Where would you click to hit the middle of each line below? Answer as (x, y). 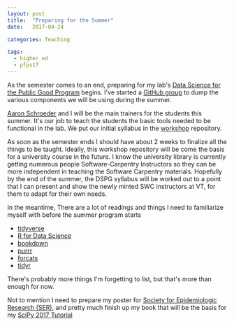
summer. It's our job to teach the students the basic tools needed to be (109, 120)
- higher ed (31, 59)
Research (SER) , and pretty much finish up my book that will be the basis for (117, 307)
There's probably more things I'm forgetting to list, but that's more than (109, 279)
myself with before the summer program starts (74, 215)
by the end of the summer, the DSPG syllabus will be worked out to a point (114, 178)
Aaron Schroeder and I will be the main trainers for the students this (105, 113)
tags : (15, 52)
